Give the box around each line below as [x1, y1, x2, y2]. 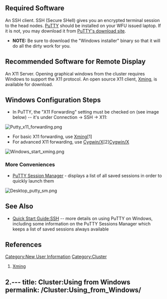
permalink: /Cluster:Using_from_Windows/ [5, 285, 141, 294]
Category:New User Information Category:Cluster [5, 253, 107, 259]
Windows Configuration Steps [5, 96, 101, 104]
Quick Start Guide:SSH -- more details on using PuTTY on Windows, [12, 215, 153, 221]
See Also [5, 202, 33, 210]
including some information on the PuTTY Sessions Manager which [12, 220, 151, 226]
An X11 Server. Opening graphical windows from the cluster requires [5, 70, 145, 76]
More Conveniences [5, 161, 55, 168]
